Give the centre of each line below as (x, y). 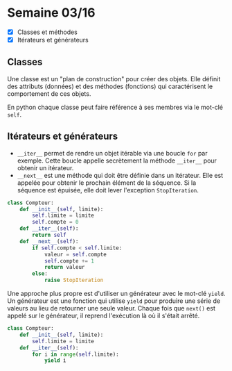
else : (40, 274)
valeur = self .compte (75, 254)
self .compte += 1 (69, 261)
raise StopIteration (74, 280)
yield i (55, 361)
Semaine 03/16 (51, 13)
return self (50, 235)
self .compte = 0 (55, 222)
